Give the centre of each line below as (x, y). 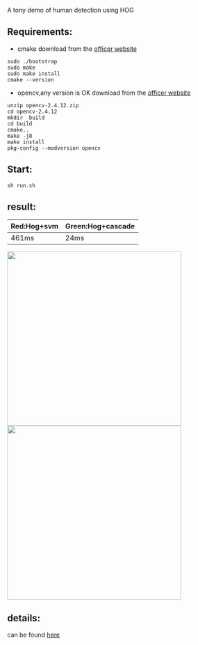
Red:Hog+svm (35, 226)
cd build (20, 124)
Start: (20, 170)
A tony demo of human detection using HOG (71, 10)
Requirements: (40, 32)
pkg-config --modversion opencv (54, 148)
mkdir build (26, 118)
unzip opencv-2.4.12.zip (43, 105)
